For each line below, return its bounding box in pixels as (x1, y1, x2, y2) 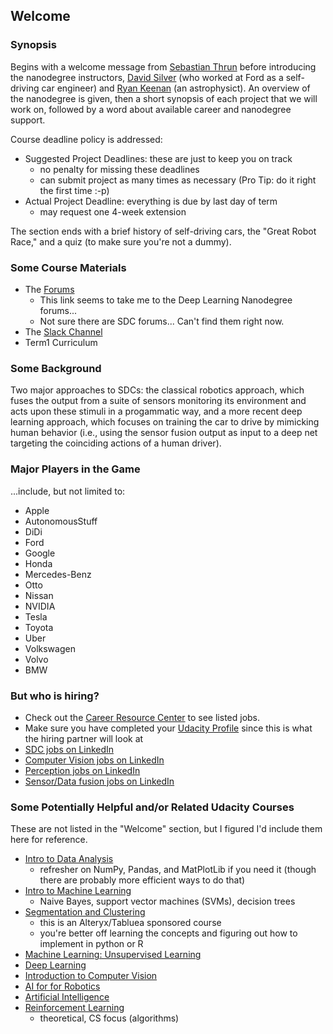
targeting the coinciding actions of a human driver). (10, 437, 222, 449)
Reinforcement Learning (24, 1002, 125, 1014)
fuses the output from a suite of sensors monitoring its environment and (10, 395, 307, 407)
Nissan (24, 589, 54, 601)
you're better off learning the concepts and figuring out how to (39, 927, 298, 939)
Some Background (10, 361, 102, 375)
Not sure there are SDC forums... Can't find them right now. (39, 315, 285, 327)
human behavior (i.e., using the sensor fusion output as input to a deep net (10, 427, 318, 439)
